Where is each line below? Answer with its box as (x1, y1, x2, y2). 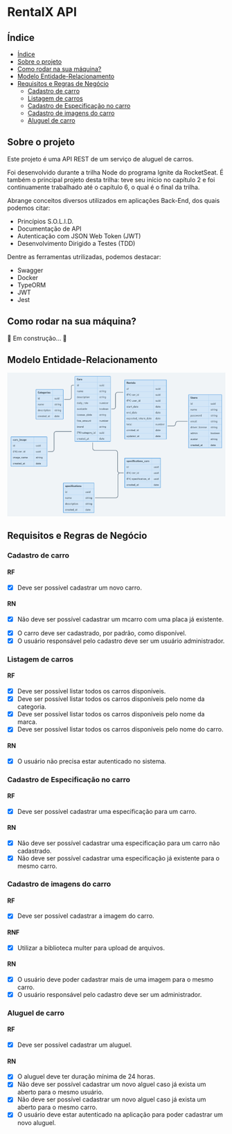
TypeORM (17, 281, 46, 289)
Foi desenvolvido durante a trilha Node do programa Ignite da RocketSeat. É (7, 168, 224, 177)
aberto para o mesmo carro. (17, 1103, 98, 1112)
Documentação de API (17, 224, 82, 233)
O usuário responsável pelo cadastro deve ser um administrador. (17, 990, 202, 998)
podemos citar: (7, 204, 51, 212)
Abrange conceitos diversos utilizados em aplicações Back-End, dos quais (7, 196, 220, 204)
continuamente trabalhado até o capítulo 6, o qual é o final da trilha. (7, 183, 200, 191)
